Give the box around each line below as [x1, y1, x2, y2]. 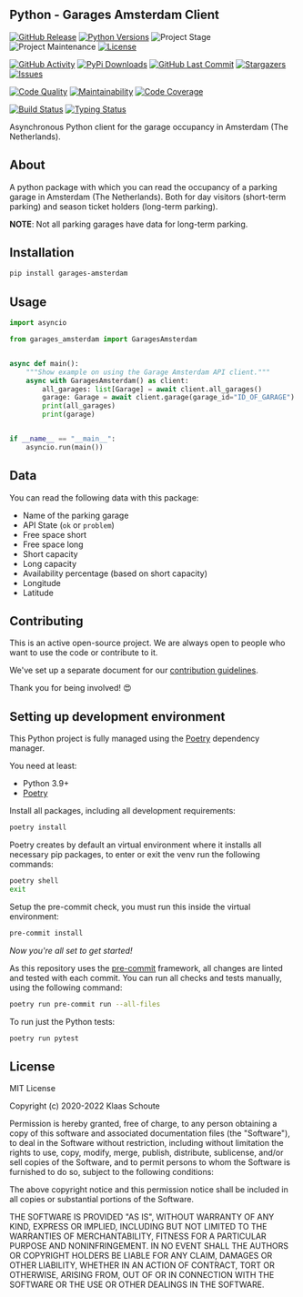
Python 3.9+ [22, 778, 70, 789]
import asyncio [9, 319, 67, 328]
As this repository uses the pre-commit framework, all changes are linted [9, 962, 284, 973]
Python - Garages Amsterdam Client [9, 7, 220, 23]
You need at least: [9, 760, 77, 772]
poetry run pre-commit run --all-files [9, 999, 161, 1008]
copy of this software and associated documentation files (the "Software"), [9, 1128, 291, 1139]
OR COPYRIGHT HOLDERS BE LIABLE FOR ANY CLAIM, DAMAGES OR [9, 1251, 273, 1262]
